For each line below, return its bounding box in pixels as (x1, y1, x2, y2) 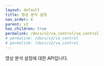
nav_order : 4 (5, 17, 33, 22)
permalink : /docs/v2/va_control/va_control (5, 31, 99, 36)
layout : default (5, 7, 40, 13)
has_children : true (5, 26, 47, 31)
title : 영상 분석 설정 (5, 12, 47, 17)
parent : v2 (5, 21, 29, 27)
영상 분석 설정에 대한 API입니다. (5, 55, 68, 61)
